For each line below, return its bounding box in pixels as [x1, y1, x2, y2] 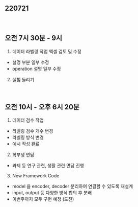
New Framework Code [12, 173, 60, 179]
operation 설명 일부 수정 [12, 65, 61, 72]
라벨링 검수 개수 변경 [12, 128, 53, 134]
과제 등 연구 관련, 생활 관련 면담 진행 [12, 163, 85, 169]
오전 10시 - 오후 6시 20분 [5, 103, 80, 111]
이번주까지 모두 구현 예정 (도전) [12, 196, 74, 202]
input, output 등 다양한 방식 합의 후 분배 [12, 190, 92, 196]
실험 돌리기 [12, 76, 35, 82]
